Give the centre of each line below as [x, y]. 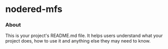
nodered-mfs [34, 9]
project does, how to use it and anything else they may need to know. [78, 41]
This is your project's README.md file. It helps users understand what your [84, 35]
